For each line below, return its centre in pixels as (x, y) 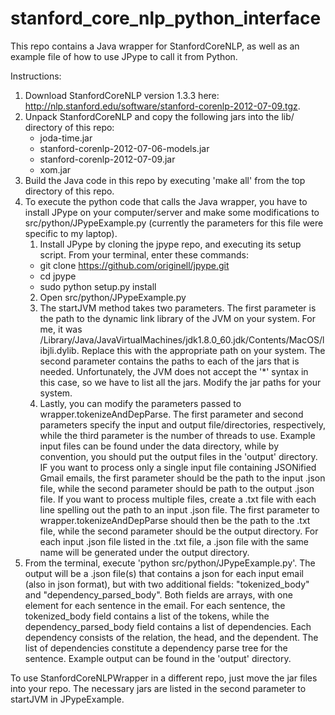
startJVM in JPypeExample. (67, 699)
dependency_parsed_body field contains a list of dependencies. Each (168, 626)
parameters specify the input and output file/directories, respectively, (182, 424)
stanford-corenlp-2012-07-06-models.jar (124, 148)
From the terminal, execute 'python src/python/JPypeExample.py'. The (170, 563)
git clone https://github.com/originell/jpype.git (134, 265)
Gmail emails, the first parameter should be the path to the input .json (182, 478)
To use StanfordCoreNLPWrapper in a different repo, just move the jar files (164, 678)
